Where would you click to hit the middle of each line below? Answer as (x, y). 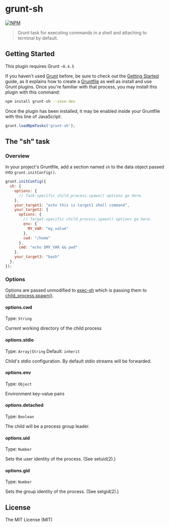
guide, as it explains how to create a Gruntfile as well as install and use (79, 81)
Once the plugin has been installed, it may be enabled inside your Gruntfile (83, 111)
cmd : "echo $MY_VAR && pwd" (48, 248)
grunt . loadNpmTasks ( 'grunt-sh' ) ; (40, 126)
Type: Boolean (20, 416)
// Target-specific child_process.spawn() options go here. (88, 219)
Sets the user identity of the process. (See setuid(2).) (61, 459)
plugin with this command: (33, 92)
